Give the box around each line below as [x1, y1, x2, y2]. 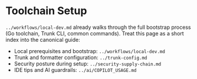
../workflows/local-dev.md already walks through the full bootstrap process [5, 24, 191, 31]
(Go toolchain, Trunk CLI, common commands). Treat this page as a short [5, 29, 184, 37]
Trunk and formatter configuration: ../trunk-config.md [14, 54, 147, 61]
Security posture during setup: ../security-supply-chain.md [14, 60, 162, 67]
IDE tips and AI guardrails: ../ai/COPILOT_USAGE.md [14, 66, 137, 73]
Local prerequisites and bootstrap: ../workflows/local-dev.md [14, 47, 166, 54]
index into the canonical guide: [5, 36, 80, 43]
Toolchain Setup [5, 4, 87, 18]
